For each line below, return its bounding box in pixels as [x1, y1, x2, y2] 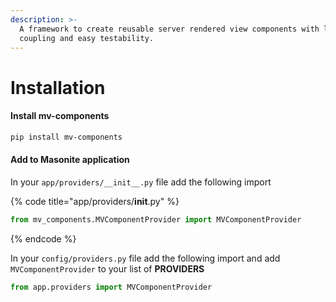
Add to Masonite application [10, 154, 130, 166]
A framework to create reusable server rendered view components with [19, 24, 320, 34]
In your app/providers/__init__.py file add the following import [10, 176, 272, 188]
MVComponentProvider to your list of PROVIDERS [10, 262, 205, 275]
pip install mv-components [10, 132, 123, 142]
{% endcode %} [10, 232, 77, 245]
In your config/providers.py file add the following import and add [10, 252, 281, 264]
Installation [10, 76, 106, 99]
